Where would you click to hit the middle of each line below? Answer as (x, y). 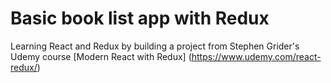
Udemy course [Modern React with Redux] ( (101, 56)
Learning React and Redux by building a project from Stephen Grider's (155, 46)
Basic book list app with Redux (140, 18)
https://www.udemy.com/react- (256, 56)
